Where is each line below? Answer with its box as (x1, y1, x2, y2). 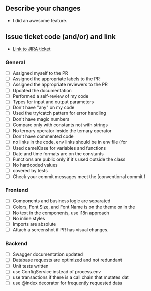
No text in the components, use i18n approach (12, 210, 109, 216)
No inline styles (12, 215, 45, 221)
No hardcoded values (12, 162, 58, 168)
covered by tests (12, 167, 48, 173)
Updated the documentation (12, 88, 72, 94)
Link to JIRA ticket (12, 46, 51, 52)
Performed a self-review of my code (12, 93, 89, 99)
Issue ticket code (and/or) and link (5, 33, 116, 41)
